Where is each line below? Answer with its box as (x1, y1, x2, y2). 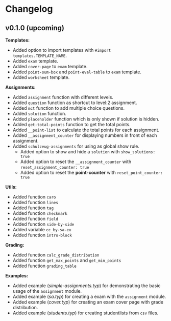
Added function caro (12, 194, 56, 200)
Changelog (5, 3, 53, 15)
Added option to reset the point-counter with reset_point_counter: (20, 170, 163, 175)
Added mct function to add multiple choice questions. (12, 105, 125, 111)
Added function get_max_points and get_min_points (12, 257, 121, 263)
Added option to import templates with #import (12, 47, 111, 53)
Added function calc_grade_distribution (12, 252, 100, 258)
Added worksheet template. (12, 74, 70, 80)
